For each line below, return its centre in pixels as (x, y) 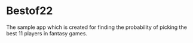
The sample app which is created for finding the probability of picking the (96, 27)
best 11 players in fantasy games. (47, 33)
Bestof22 (30, 11)
